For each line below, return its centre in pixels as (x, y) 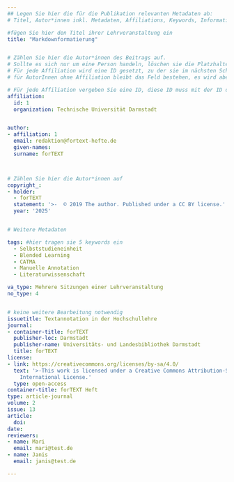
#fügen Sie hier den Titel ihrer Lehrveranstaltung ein (90, 33)
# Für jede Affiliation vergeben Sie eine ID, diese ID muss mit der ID (115, 90)
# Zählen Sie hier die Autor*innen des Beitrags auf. (87, 58)
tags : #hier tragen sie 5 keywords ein (65, 242)
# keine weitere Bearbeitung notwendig (65, 312)
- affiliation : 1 (32, 134)
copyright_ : (24, 185)
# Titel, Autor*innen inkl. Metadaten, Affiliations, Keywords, (102, 20)
